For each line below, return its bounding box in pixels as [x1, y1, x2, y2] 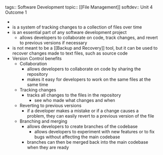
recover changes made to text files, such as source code [12, 50, 128, 56]
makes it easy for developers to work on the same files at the [27, 76, 151, 82]
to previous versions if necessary [19, 40, 88, 46]
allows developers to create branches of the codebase [27, 124, 138, 129]
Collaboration [19, 61, 47, 66]
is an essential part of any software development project [12, 30, 127, 35]
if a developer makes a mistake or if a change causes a [27, 108, 139, 114]
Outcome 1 [5, 9, 27, 15]
